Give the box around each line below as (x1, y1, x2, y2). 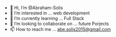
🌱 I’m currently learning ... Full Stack (9, 15, 84, 21)
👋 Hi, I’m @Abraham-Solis (9, 5, 63, 10)
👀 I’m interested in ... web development (9, 10, 90, 16)
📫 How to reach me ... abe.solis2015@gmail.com (9, 26, 111, 32)
